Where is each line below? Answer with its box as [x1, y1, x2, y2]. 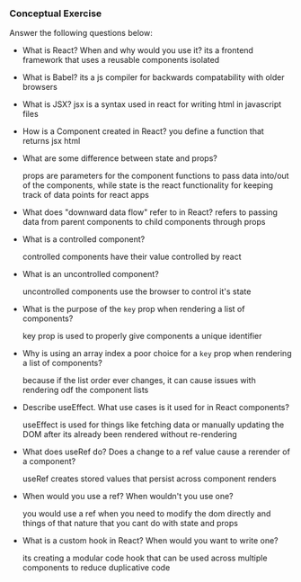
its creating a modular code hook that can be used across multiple [22, 552, 268, 564]
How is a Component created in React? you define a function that [22, 126, 265, 137]
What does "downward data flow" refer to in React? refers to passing [22, 207, 279, 218]
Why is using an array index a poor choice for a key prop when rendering [22, 348, 292, 359]
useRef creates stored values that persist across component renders [22, 473, 277, 484]
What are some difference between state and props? [22, 153, 217, 164]
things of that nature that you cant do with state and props [22, 518, 238, 529]
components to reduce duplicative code [22, 562, 171, 573]
